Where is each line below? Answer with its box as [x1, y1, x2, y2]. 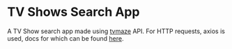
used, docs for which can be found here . [7, 34, 124, 42]
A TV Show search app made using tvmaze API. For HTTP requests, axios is [7, 27, 225, 35]
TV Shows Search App [7, 4, 140, 20]
